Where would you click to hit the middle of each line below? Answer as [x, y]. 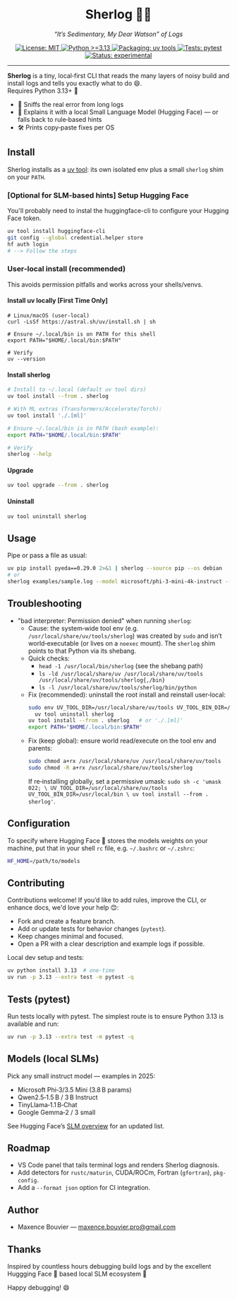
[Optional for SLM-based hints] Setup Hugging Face [98, 195]
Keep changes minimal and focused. [70, 937]
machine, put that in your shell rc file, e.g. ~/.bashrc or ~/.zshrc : [101, 848]
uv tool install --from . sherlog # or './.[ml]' [105, 721]
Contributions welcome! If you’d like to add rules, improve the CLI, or [107, 900]
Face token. [24, 218]
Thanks [24, 1249]
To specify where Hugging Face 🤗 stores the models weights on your [108, 840]
